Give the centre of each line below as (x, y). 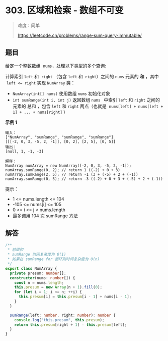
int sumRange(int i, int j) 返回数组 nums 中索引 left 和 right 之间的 (86, 100)
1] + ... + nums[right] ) (39, 112)
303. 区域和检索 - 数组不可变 (64, 10)
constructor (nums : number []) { (43, 278)
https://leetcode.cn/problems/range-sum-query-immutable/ (79, 35)
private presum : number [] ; (38, 273)
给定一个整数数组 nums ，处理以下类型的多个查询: (56, 66)
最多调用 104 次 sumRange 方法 (45, 216)
